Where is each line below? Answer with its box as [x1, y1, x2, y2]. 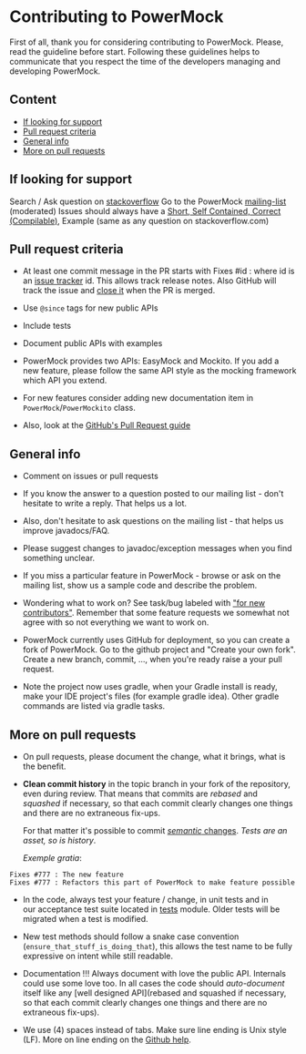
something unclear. [22, 553, 96, 564]
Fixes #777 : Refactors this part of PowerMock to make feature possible [9, 878, 296, 887]
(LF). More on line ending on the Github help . [22, 1034, 191, 1045]
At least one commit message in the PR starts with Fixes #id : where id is [22, 266, 295, 277]
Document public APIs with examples [22, 338, 163, 349]
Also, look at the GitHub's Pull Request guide [22, 420, 191, 431]
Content [9, 92, 57, 107]
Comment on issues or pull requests [22, 471, 159, 482]
